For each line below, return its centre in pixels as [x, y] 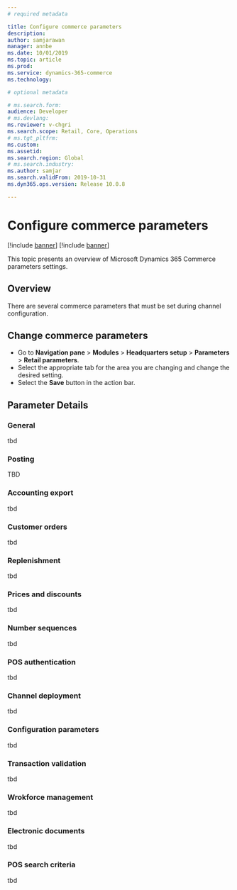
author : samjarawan [36, 40]
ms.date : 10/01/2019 [38, 53]
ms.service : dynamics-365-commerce [60, 73]
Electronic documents [46, 831]
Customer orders [37, 527]
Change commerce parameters [78, 335]
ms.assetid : [25, 151]
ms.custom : [23, 145]
